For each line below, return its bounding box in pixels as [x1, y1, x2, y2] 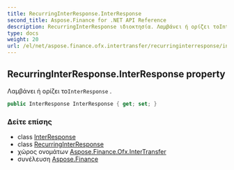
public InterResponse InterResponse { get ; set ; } [7, 100, 157, 107]
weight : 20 [7, 36, 39, 43]
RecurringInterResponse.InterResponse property [7, 68, 226, 80]
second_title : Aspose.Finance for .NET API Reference [7, 17, 167, 24]
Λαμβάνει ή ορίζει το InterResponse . [7, 86, 112, 95]
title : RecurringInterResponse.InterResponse [7, 10, 141, 17]
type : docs [7, 29, 39, 37]
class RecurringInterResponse [17, 140, 104, 148]
